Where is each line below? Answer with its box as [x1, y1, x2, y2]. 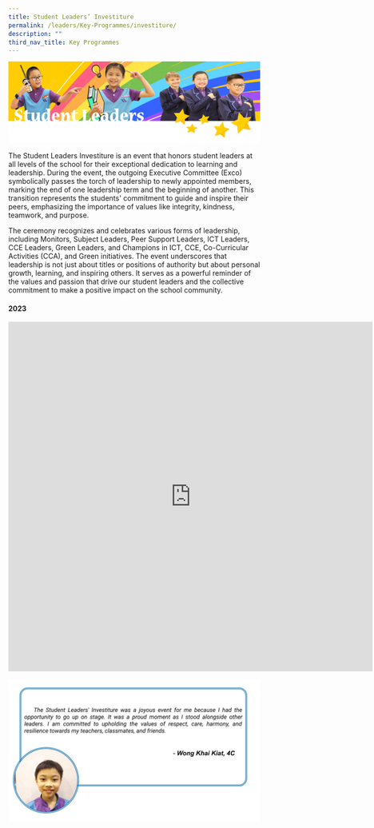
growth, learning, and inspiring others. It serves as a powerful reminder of [8, 269, 252, 278]
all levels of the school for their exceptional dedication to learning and [8, 160, 238, 169]
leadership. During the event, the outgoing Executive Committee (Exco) [8, 168, 242, 177]
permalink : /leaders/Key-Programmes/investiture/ [8, 21, 177, 30]
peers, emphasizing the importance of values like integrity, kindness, [8, 202, 235, 212]
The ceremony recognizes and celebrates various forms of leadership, [8, 226, 241, 236]
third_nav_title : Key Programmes [8, 38, 120, 46]
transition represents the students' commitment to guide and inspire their [8, 193, 249, 203]
